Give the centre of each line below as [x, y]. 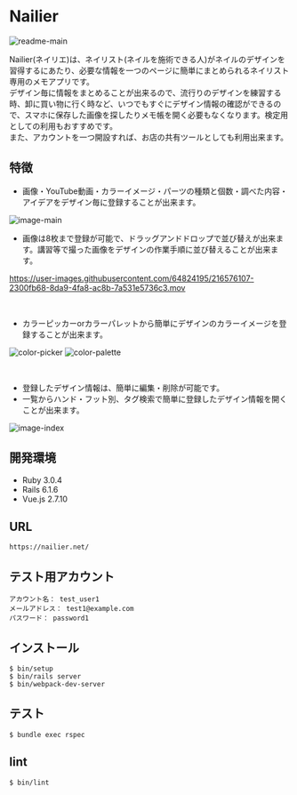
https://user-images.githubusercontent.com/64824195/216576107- [132, 278]
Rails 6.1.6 [40, 489]
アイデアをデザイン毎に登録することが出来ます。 [111, 202]
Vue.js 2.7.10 [45, 499]
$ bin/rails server [45, 677]
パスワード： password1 [49, 618]
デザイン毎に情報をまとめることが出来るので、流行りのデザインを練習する [145, 92]
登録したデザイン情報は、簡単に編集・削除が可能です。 [123, 388]
